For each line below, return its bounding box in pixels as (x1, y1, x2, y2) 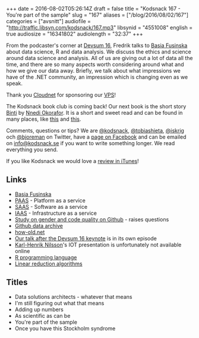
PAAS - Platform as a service (14, 196, 86, 204)
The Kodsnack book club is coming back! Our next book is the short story (6, 103, 187, 109)
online (14, 247, 30, 255)
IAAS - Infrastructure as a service (14, 209, 97, 217)
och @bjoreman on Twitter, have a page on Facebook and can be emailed (6, 133, 187, 140)
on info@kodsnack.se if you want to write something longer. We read (6, 140, 175, 146)
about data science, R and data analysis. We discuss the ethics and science (6, 48, 192, 55)
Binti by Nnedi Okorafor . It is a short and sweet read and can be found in (6, 109, 183, 116)
